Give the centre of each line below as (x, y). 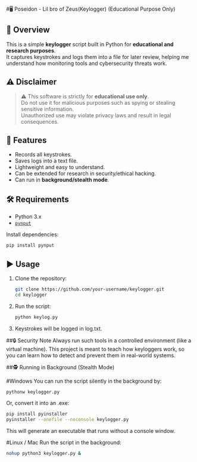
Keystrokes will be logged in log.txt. (58, 328)
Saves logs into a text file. (46, 161)
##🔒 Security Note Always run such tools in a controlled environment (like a (99, 340)
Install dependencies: (32, 235)
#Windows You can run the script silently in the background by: (84, 381)
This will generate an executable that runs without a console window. (91, 431)
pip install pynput (30, 246)
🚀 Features (26, 140)
